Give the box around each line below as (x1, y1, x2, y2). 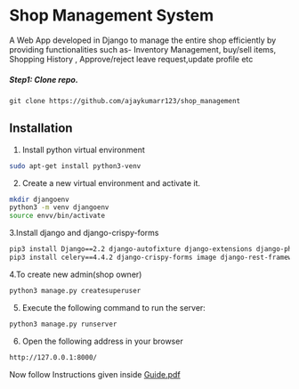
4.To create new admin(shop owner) (9, 269, 142, 280)
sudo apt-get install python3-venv (9, 161, 141, 170)
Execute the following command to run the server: (21, 302, 206, 312)
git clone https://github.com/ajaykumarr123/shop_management (9, 96, 241, 105)
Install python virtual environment (21, 144, 145, 155)
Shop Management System (9, 5, 214, 26)
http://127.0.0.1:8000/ (9, 353, 98, 361)
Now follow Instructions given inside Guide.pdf (9, 369, 181, 379)
